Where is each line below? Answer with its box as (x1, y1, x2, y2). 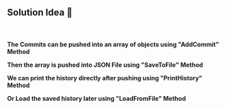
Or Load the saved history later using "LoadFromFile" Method (7, 95, 186, 103)
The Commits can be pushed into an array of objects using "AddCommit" (7, 40, 219, 48)
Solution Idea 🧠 (7, 7, 73, 18)
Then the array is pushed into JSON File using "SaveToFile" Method (7, 61, 203, 69)
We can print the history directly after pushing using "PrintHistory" (7, 74, 203, 82)
